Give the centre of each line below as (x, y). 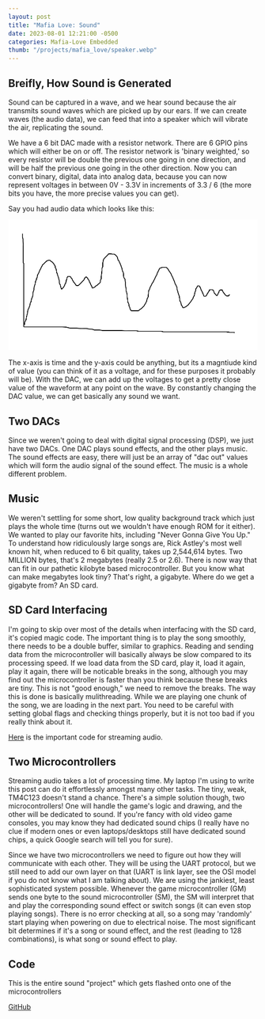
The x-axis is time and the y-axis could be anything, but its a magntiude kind (132, 363)
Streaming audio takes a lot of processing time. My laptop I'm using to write (131, 781)
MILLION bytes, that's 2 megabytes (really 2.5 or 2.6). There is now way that (132, 560)
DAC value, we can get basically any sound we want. (94, 397)
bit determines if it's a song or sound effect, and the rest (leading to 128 (125, 931)
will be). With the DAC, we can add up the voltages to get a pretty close (125, 379)
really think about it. (40, 721)
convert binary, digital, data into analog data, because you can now (118, 176)
